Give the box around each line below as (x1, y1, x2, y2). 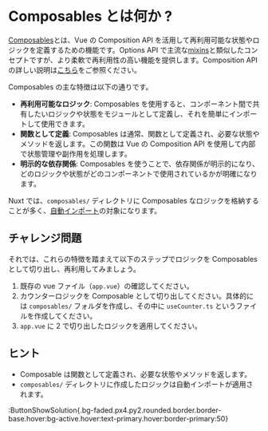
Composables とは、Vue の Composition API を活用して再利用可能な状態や (8, 35, 253, 45)
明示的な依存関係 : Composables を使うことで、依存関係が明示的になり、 (19, 159, 259, 168)
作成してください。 (33, 310, 97, 320)
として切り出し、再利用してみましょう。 (8, 264, 141, 274)
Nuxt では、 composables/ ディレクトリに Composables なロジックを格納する (8, 196, 259, 205)
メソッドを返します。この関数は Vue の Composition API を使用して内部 (19, 139, 256, 148)
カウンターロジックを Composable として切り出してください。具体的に (19, 291, 254, 300)
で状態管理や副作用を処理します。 (19, 148, 132, 158)
